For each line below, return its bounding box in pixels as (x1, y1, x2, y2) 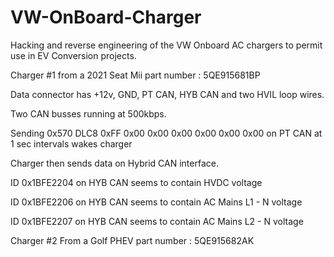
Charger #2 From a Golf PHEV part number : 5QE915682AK (10, 234, 255, 246)
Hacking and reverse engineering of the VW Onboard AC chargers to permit (10, 39, 323, 51)
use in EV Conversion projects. (10, 49, 137, 61)
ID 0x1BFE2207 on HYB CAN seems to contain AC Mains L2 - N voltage (10, 215, 304, 227)
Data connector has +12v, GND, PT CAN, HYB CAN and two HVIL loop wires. (10, 88, 325, 100)
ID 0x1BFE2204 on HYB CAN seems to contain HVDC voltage (10, 176, 263, 188)
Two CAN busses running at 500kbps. (10, 107, 167, 120)
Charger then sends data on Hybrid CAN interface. (10, 157, 219, 169)
